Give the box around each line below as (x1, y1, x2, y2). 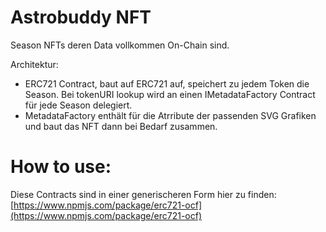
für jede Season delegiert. (24, 99, 133, 111)
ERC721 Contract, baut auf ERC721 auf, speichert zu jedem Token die (24, 77, 310, 90)
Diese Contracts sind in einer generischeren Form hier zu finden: (10, 188, 277, 200)
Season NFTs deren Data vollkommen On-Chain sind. (10, 39, 230, 51)
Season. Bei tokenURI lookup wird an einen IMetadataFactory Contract (24, 88, 316, 100)
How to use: (10, 156, 112, 178)
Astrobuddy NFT (10, 6, 152, 29)
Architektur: (10, 58, 59, 70)
